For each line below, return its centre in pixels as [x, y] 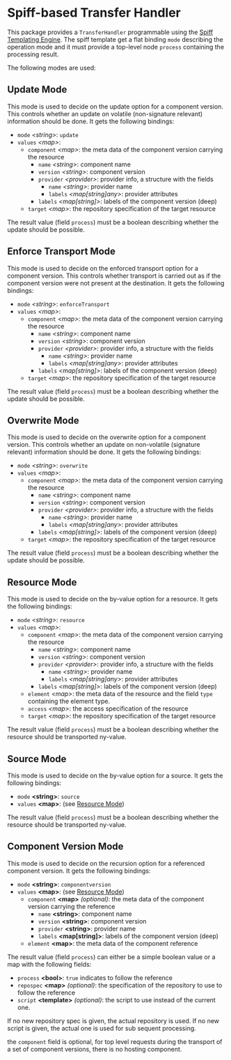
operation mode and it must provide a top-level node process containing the [116, 47]
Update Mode [37, 89]
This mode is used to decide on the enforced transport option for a [103, 268]
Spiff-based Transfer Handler [94, 13]
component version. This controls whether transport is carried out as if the [114, 276]
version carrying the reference [71, 906]
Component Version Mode [65, 847]
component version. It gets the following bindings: [79, 871]
